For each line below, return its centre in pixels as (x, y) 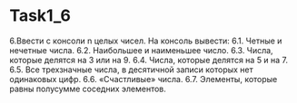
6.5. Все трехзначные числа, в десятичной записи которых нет (132, 70)
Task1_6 (40, 16)
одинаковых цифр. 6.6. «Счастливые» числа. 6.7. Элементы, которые (144, 79)
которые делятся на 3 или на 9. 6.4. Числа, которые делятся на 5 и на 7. (149, 60)
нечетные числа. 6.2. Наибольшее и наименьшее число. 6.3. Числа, (142, 50)
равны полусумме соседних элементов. (88, 89)
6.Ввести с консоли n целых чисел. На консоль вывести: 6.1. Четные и (146, 41)
